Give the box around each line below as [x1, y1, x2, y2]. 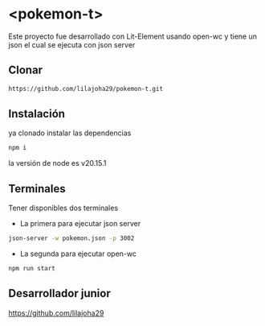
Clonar [8, 64, 43, 77]
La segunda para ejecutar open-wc [19, 249, 137, 258]
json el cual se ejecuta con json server [8, 39, 136, 49]
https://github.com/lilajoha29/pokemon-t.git [8, 85, 163, 93]
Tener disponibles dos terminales [8, 203, 119, 213]
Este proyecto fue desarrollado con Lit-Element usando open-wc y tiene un [8, 31, 258, 41]
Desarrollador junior [8, 287, 111, 300]
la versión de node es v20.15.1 [8, 159, 107, 168]
